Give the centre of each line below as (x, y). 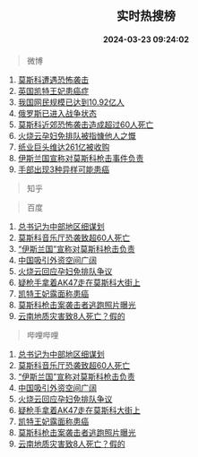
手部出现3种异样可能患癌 (64, 169)
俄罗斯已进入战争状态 (57, 113)
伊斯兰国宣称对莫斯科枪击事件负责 (81, 158)
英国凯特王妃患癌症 (53, 91)
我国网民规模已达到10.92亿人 (71, 102)
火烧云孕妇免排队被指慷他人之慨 (77, 135)
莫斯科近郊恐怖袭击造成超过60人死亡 (86, 125)
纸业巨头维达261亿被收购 (64, 147)
